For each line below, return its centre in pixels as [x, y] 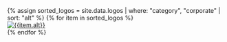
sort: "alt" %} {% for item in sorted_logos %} [71, 18]
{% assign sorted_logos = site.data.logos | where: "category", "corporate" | [114, 10]
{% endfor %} [27, 32]
